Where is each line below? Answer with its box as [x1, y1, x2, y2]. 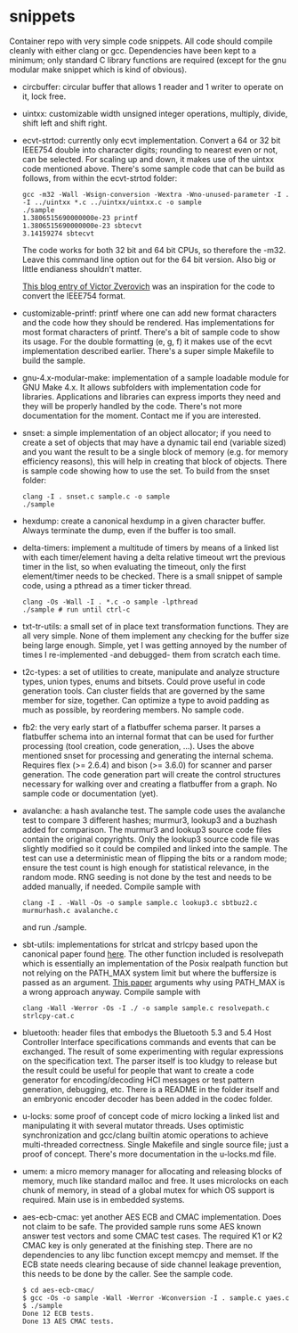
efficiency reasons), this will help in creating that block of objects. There [21, 456, 287, 466]
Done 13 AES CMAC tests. [21, 1317, 115, 1326]
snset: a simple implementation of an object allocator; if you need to [21, 427, 271, 438]
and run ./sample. [21, 921, 87, 933]
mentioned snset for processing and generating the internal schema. [21, 750, 274, 761]
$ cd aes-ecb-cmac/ [21, 1286, 95, 1295]
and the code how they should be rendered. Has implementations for [21, 317, 275, 327]
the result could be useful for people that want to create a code [21, 1065, 254, 1075]
